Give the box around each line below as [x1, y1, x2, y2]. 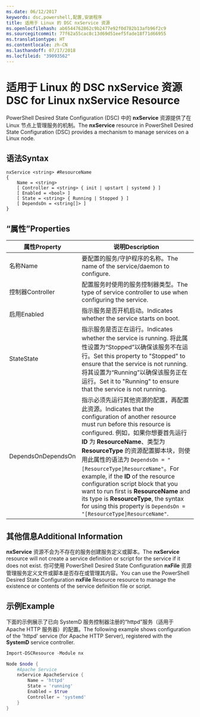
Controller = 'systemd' [27, 694, 86, 700]
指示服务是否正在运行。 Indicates [81, 325, 173, 334]
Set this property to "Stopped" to [93, 352, 186, 361]
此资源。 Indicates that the [81, 405, 154, 413]
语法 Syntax [6, 153, 49, 163]
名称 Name [9, 262, 38, 270]
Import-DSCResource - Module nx [6, 650, 84, 656]
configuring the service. [81, 296, 149, 304]
